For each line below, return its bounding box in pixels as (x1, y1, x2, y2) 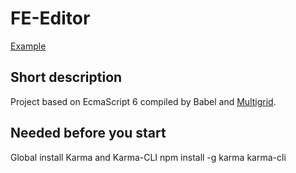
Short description (10, 69, 123, 86)
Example (10, 40, 47, 52)
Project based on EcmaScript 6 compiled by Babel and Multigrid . (10, 95, 277, 107)
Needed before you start (10, 125, 167, 142)
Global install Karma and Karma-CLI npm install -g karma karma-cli (10, 151, 287, 163)
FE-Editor (10, 7, 91, 30)
